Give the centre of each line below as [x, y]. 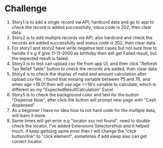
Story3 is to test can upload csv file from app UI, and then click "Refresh [84, 63]
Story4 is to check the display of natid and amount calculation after [79, 74]
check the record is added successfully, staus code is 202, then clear [81, 27]
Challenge [26, 9]
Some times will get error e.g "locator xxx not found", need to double [81, 121]
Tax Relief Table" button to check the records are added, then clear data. [85, 68]
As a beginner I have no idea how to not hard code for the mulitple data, [84, 110]
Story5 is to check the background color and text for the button [75, 95]
